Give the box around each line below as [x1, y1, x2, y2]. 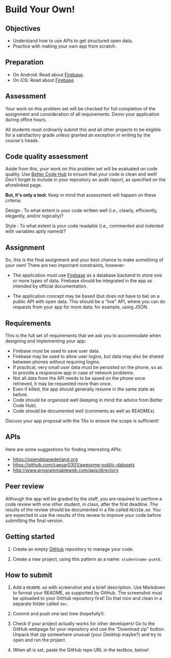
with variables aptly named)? [5, 228, 66, 235]
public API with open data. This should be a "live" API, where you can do [12, 299, 165, 305]
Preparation [5, 58, 44, 67]
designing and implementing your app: [5, 338, 86, 344]
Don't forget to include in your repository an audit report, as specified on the [5, 177, 166, 183]
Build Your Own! [5, 4, 75, 15]
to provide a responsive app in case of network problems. [12, 370, 134, 376]
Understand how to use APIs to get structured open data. [12, 37, 133, 44]
